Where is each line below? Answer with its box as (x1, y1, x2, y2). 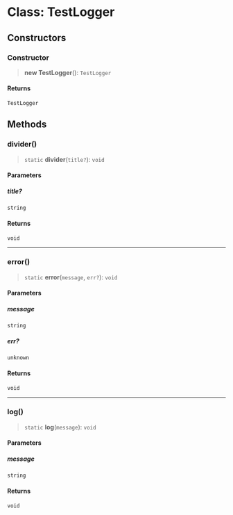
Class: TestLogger (7, 4, 115, 20)
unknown (7, 354, 30, 361)
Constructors (7, 32, 67, 44)
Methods (7, 119, 47, 131)
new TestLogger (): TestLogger (24, 68, 112, 76)
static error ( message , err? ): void (24, 272, 118, 281)
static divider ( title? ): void (24, 155, 105, 163)
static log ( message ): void (24, 423, 96, 431)
